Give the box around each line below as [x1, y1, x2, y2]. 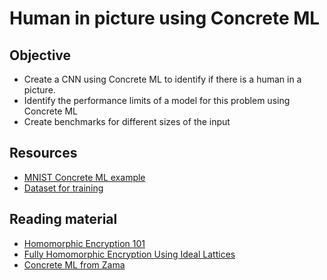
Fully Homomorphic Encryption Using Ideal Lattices [23, 248, 236, 260]
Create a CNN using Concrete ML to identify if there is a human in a [23, 73, 302, 85]
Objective [9, 47, 72, 64]
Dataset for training [23, 182, 104, 194]
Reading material [9, 211, 118, 228]
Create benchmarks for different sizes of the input [23, 116, 231, 127]
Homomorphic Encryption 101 [23, 237, 146, 249]
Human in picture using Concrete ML [9, 7, 321, 30]
